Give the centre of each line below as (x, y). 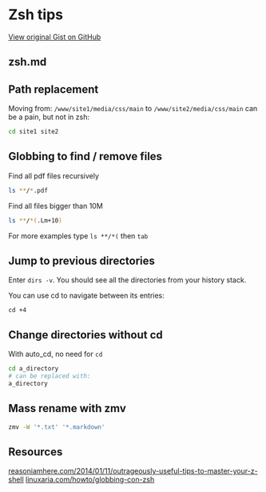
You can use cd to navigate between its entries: (87, 296)
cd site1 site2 (34, 132)
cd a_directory (34, 369)
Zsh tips (36, 15)
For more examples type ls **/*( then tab (78, 236)
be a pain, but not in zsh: (49, 117)
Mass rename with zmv (67, 408)
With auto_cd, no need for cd (56, 354)
